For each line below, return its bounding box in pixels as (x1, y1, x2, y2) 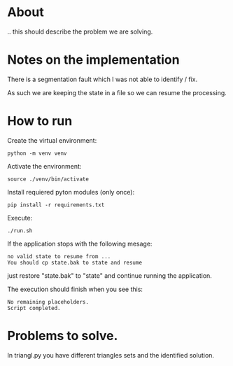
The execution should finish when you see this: (7, 285, 143, 293)
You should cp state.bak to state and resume (7, 259, 142, 266)
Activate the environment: (7, 162, 82, 170)
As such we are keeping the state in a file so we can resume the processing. (7, 88, 227, 97)
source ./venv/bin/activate (7, 176, 90, 183)
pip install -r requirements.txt (7, 201, 105, 209)
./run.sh (7, 227, 33, 234)
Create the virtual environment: (7, 136, 97, 144)
